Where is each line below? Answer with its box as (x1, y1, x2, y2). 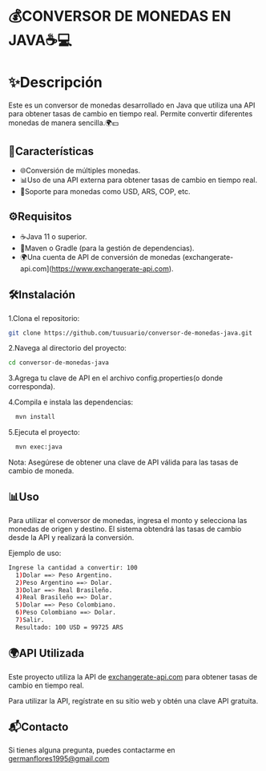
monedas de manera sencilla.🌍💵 (8, 118, 119, 128)
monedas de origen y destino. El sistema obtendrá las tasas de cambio (8, 524, 242, 534)
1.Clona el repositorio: (8, 313, 80, 323)
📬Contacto (8, 720, 69, 733)
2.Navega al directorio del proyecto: (8, 343, 127, 353)
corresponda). (8, 382, 56, 392)
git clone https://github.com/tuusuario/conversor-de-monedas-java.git (8, 329, 252, 337)
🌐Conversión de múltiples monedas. (19, 165, 141, 175)
